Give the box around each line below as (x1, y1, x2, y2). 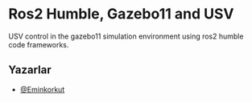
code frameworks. (8, 39, 69, 49)
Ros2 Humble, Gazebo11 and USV (8, 5, 234, 23)
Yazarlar (8, 63, 52, 77)
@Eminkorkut (19, 84, 65, 94)
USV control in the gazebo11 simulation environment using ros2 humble (8, 31, 244, 41)
